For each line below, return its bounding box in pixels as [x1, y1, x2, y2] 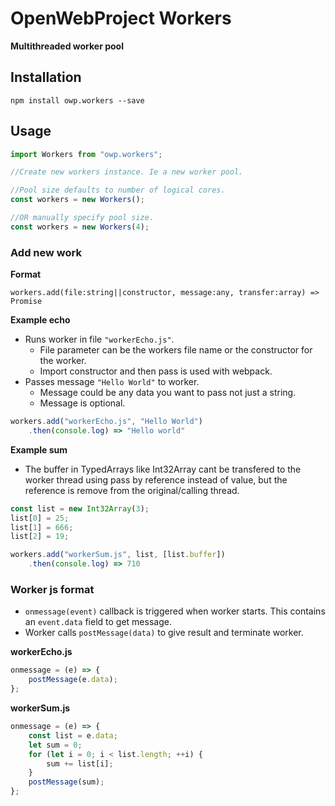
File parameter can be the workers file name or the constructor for [39, 344, 313, 356]
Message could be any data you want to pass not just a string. [39, 387, 297, 399]
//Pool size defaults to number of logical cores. [10, 185, 226, 196]
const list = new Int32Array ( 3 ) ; [10, 503, 150, 514]
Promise [10, 297, 43, 307]
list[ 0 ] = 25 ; [10, 513, 70, 523]
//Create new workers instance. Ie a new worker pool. [10, 167, 244, 177]
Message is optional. [39, 397, 126, 409]
